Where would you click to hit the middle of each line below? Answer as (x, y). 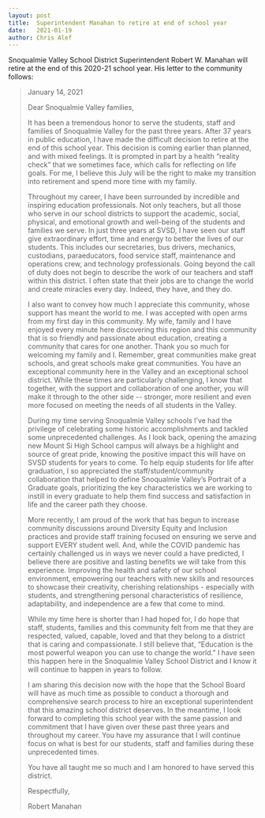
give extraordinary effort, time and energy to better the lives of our (135, 239)
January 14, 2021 (55, 92)
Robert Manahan (54, 806)
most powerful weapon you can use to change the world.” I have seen (141, 653)
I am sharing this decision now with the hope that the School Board (136, 685)
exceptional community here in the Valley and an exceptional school (138, 371)
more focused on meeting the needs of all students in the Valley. (132, 405)
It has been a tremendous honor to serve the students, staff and (131, 123)
